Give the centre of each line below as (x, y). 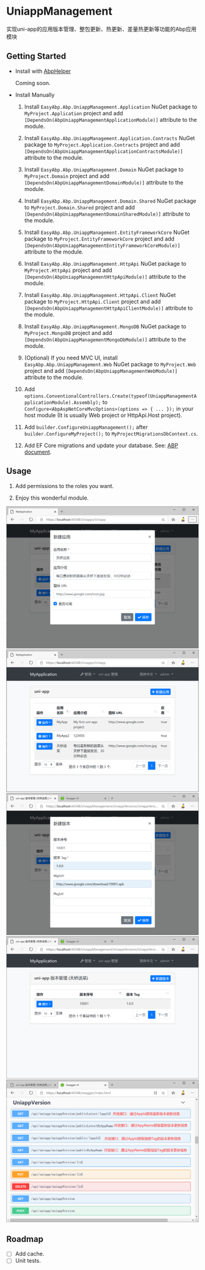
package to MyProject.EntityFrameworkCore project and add (99, 239)
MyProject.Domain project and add (67, 176)
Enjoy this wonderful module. (52, 498)
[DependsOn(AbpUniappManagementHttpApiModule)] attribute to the (105, 276)
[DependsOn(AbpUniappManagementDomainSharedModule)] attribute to (107, 214)
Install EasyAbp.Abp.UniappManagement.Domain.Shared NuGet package (110, 201)
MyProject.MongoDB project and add (68, 333)
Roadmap (25, 1239)
